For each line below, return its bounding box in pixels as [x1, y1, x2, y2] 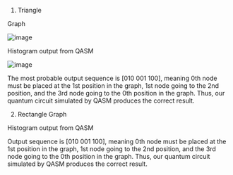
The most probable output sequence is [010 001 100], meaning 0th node [7, 74, 217, 82]
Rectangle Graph [17, 110, 67, 118]
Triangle [17, 6, 42, 14]
